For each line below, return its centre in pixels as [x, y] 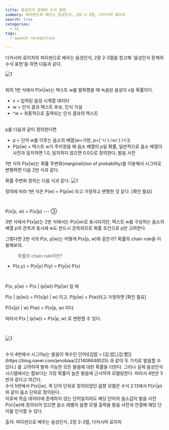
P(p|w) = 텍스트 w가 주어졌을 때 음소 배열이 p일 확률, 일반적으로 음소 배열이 [87, 146]
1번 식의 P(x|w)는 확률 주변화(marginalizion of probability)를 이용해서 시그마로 [83, 163]
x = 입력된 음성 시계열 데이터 [41, 100]
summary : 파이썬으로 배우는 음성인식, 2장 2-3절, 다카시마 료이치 [66, 15]
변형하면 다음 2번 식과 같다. [32, 169]
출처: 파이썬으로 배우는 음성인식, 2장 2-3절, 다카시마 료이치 [64, 422]
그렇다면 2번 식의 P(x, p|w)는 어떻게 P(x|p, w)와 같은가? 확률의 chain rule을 [80, 239]
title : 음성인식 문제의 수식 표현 [36, 10]
